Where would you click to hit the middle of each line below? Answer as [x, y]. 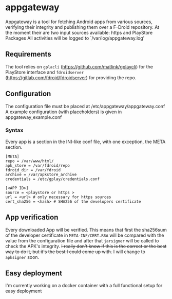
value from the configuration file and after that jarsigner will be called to [82, 240]
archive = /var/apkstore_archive [41, 174]
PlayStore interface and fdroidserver [45, 72]
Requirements [28, 54]
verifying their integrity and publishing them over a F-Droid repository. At [82, 27]
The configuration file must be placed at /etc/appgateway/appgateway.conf [85, 106]
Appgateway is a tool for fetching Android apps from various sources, [79, 22]
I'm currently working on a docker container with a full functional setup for [84, 286]
